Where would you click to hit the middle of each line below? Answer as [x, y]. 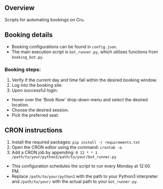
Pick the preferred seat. [35, 115]
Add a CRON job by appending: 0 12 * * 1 [54, 152]
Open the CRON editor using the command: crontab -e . [67, 147]
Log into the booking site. [37, 85]
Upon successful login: [35, 90]
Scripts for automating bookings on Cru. [45, 19]
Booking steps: [23, 69]
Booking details [29, 35]
